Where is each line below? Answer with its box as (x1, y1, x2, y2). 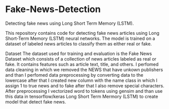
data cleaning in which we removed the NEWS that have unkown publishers (5, 67, 163, 73)
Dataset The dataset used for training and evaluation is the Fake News (5, 50, 152, 57)
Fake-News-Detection (5, 4, 101, 15)
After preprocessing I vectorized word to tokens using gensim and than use (5, 88, 163, 94)
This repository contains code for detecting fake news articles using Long (5, 30, 160, 36)
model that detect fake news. (5, 98, 66, 104)
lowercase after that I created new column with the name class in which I (5, 77, 157, 83)
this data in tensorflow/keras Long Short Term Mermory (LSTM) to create (5, 93, 158, 99)
